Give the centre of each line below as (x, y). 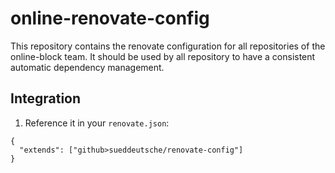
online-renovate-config (110, 18)
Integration (46, 98)
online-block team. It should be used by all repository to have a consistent (163, 56)
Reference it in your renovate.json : (97, 123)
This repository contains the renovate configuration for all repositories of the (168, 46)
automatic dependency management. (87, 67)
